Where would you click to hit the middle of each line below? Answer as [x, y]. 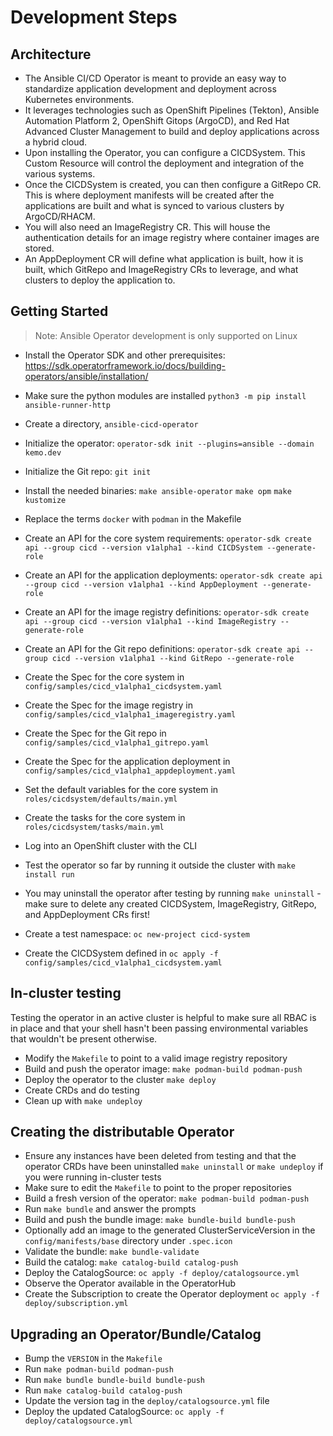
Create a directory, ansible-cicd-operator [111, 423]
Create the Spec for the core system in [104, 677]
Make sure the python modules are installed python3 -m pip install [165, 395]
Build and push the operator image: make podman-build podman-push [163, 1068]
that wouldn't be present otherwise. [84, 1038]
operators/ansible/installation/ [86, 376]
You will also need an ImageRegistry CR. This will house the [147, 227]
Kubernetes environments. [79, 99]
